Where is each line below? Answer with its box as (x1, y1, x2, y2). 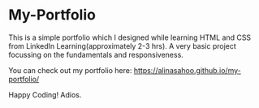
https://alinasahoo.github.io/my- (133, 65, 241, 75)
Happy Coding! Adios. (8, 89, 82, 99)
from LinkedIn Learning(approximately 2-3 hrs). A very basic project (8, 41, 237, 50)
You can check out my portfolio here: (8, 65, 132, 75)
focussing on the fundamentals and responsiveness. (8, 50, 184, 59)
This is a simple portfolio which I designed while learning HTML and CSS (8, 32, 252, 42)
